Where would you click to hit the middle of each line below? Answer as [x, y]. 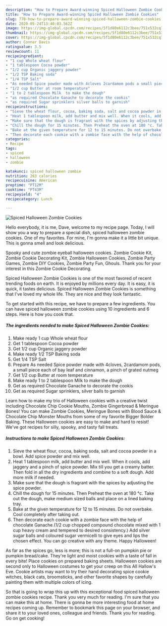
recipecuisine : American [31, 180]
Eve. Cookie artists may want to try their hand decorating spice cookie [77, 571]
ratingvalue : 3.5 [24, 47]
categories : [18, 139]
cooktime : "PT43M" [25, 190]
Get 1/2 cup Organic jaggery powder [50, 349]
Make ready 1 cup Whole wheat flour [50, 338]
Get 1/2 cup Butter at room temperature [53, 375]
